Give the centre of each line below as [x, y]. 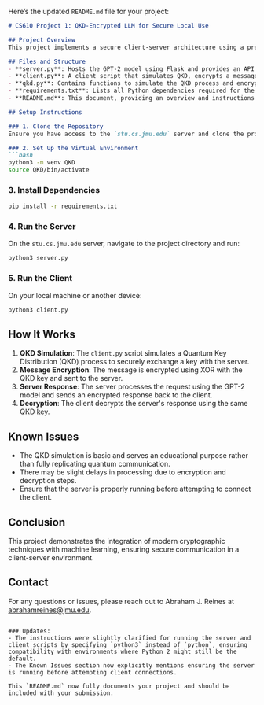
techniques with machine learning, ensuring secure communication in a [124, 549]
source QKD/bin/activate [49, 170]
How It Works [42, 334]
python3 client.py [38, 310]
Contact [28, 583]
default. [22, 659]
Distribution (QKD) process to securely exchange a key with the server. [134, 362]
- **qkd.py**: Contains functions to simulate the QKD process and [121, 83]
